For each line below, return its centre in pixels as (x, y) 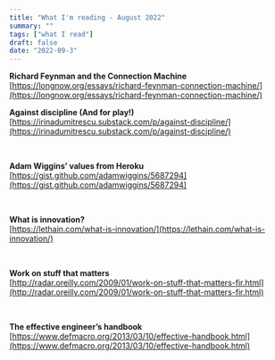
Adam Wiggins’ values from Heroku (77, 166)
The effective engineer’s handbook (76, 327)
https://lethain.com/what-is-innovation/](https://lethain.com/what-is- (139, 230)
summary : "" (31, 26)
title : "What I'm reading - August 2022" (87, 17)
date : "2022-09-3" (43, 51)
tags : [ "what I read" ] (51, 34)
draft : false (33, 42)
